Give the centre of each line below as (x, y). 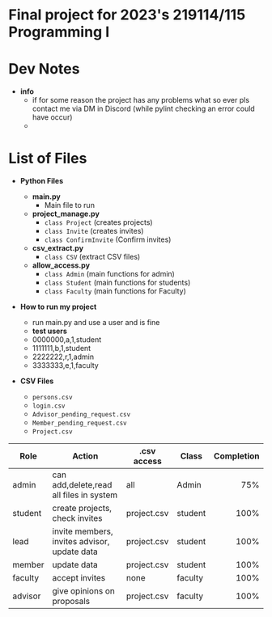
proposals (71, 602)
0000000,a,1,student (67, 340)
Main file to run (70, 205)
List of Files (48, 158)
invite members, (83, 531)
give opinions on (83, 591)
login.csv (49, 406)
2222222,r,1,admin (63, 357)
